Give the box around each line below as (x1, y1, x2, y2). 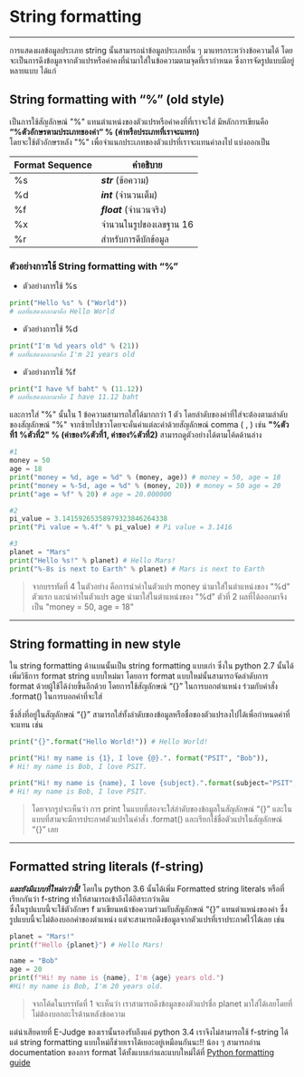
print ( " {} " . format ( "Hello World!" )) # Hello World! (9, 737, 208, 746)
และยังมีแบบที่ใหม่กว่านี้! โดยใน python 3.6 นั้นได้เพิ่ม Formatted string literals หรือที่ (9, 883, 285, 894)
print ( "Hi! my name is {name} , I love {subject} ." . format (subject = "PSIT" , (9, 779, 298, 788)
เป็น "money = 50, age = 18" (31, 601, 134, 612)
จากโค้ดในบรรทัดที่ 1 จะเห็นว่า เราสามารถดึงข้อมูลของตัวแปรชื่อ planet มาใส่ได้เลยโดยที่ (31, 998, 293, 1009)
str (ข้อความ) (100, 174, 149, 187)
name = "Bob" (9, 957, 59, 966)
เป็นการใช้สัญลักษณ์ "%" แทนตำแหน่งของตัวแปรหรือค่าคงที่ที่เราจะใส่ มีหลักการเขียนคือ (9, 116, 269, 127)
